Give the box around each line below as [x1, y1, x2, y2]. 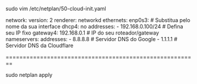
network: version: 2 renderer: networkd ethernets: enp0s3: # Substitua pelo [5, 17, 190, 23]
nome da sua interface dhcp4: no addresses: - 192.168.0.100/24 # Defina [5, 23, 183, 30]
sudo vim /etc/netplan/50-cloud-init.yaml [5, 5, 106, 12]
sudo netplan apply [5, 71, 53, 78]
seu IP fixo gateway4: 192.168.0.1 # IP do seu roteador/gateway [5, 29, 160, 36]
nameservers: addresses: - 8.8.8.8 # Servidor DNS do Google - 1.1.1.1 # [5, 36, 177, 42]
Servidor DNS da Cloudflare [5, 42, 74, 49]
